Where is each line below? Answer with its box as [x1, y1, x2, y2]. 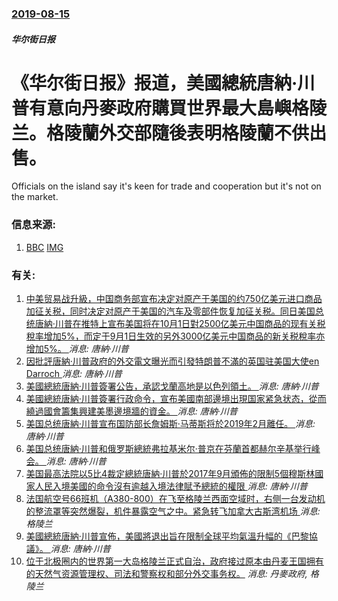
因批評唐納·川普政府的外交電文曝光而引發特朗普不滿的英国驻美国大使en [25, 355, 320, 367]
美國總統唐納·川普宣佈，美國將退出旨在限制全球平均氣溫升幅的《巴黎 [25, 530, 309, 542]
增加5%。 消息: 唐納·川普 [25, 343, 129, 355]
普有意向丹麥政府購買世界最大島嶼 [11, 97, 293, 119]
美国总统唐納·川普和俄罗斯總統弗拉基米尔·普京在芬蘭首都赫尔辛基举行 [25, 443, 312, 455]
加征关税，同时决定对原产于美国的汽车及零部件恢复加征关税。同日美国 [25, 305, 316, 317]
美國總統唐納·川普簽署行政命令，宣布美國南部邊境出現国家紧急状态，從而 [25, 393, 327, 405]
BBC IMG [25, 241, 64, 253]
